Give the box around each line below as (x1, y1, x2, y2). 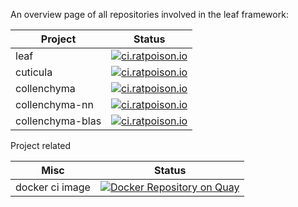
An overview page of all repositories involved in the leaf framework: (10, 9, 289, 20)
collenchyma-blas (15, 114, 102, 128)
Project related (10, 140, 72, 151)
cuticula (15, 65, 53, 79)
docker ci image (15, 180, 91, 194)
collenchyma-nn (15, 98, 94, 111)
